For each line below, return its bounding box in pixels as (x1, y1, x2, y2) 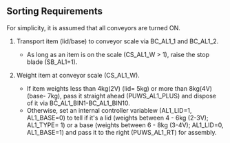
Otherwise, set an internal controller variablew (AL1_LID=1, (26, 106, 192, 114)
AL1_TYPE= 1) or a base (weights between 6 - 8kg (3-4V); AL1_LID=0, (26, 120, 224, 129)
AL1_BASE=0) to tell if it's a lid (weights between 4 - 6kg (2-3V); (26, 113, 209, 122)
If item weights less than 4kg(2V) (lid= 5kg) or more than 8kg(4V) (26, 84, 213, 92)
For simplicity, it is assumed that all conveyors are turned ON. (6, 23, 180, 32)
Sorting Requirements (6, 5, 103, 17)
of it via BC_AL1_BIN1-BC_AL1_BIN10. (26, 99, 130, 107)
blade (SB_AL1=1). (26, 58, 78, 66)
